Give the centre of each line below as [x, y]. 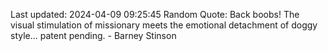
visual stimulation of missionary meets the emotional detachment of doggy [164, 25]
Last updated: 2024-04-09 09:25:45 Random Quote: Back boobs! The [155, 14]
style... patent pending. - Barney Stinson [93, 35]
